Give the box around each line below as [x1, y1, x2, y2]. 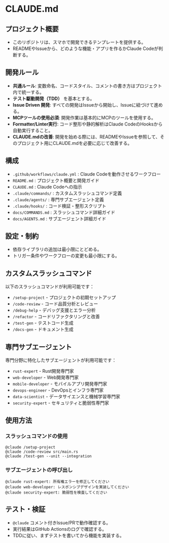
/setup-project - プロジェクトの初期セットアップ [12, 294, 116, 301]
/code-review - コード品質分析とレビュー [12, 301, 98, 307]
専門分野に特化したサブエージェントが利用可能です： [5, 357, 117, 364]
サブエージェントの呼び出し [5, 466, 73, 473]
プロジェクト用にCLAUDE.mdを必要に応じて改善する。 [17, 140, 132, 146]
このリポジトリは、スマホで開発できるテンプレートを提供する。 [12, 39, 146, 45]
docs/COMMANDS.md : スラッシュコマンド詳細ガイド [12, 209, 116, 215]
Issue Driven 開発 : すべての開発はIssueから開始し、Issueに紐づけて [12, 101, 154, 108]
